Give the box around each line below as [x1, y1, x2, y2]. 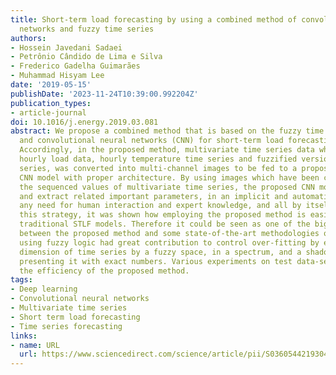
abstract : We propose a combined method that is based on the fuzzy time [10, 126, 325, 136]
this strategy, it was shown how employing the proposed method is [19, 210, 307, 220]
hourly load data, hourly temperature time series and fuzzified [19, 154, 298, 164]
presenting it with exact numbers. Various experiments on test [19, 256, 293, 266]
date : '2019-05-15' [10, 80, 92, 90]
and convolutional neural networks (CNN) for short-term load [19, 136, 284, 146]
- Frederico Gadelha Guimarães [10, 61, 141, 71]
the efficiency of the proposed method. [19, 266, 190, 276]
